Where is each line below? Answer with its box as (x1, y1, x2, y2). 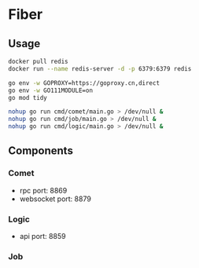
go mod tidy (8, 94, 47, 101)
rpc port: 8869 (19, 185, 68, 195)
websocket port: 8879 (19, 194, 92, 204)
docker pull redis (8, 57, 68, 65)
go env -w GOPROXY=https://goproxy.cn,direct (8, 79, 160, 87)
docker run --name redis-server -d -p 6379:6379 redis (8, 64, 192, 72)
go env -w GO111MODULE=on (8, 86, 93, 94)
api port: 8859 (19, 231, 66, 240)
